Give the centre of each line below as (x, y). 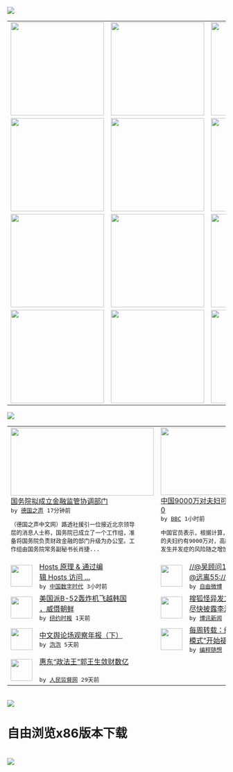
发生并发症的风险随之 (189, 549)
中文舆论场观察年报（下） (81, 635)
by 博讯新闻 (206, 618)
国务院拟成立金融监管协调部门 (60, 501)
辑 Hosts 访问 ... (65, 577)
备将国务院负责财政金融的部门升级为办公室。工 (73, 540)
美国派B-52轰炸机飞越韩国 (83, 598)
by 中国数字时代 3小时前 (73, 587)
